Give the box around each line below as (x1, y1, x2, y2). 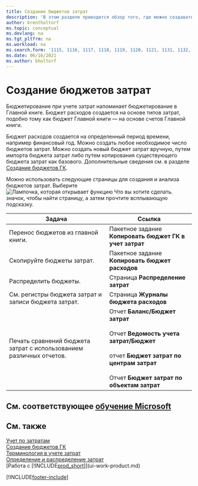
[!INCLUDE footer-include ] (6, 473, 69, 481)
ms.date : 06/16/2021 (6, 52, 57, 58)
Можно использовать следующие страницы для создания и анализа (6, 176, 180, 183)
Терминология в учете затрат (6, 449, 81, 457)
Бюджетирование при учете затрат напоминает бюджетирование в (6, 103, 177, 110)
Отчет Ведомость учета (109, 330, 180, 338)
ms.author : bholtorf (6, 58, 57, 64)
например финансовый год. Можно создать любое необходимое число (6, 139, 187, 146)
